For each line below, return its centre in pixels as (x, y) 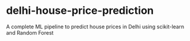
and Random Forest (30, 32)
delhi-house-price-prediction (80, 11)
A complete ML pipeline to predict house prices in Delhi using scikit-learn (95, 27)
